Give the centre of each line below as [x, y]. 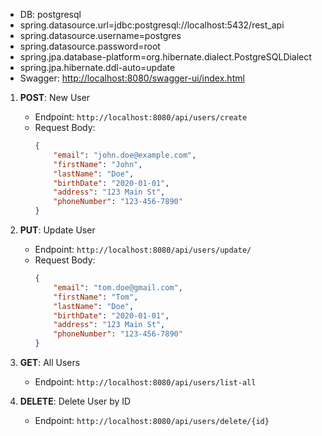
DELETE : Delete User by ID [75, 401]
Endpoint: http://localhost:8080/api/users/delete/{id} [152, 420]
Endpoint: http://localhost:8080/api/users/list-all [145, 382]
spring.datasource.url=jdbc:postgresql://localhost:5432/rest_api [152, 25]
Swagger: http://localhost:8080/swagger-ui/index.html [132, 78]
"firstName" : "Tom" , [96, 297]
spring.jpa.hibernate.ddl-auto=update [97, 67]
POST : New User [55, 97]
